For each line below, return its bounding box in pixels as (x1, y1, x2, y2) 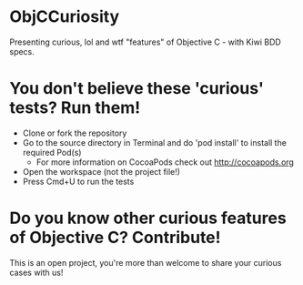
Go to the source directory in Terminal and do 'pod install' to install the (22, 137, 287, 148)
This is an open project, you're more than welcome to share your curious (9, 257, 282, 268)
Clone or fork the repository (22, 127, 127, 138)
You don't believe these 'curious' (9, 78, 264, 99)
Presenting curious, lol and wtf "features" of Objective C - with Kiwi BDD (9, 36, 282, 47)
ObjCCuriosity (9, 6, 120, 27)
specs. (9, 46, 35, 56)
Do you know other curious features (9, 208, 287, 229)
